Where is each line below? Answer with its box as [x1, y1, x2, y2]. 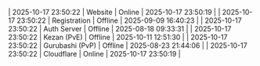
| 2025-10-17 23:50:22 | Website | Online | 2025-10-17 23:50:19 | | [8, 8, 221, 16]
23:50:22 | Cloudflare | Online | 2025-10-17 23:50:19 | [8, 49, 182, 58]
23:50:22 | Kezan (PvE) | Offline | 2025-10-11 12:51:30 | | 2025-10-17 [8, 32, 228, 42]
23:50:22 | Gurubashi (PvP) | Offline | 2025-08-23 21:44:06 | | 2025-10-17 [8, 41, 248, 50]
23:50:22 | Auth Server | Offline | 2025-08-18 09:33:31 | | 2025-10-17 [8, 24, 232, 33]
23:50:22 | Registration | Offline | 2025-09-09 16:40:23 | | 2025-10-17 [16, 16, 242, 25]
